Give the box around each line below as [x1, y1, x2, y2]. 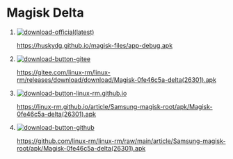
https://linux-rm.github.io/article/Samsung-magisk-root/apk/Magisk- [16, 102, 213, 110]
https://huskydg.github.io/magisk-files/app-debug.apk [16, 41, 173, 49]
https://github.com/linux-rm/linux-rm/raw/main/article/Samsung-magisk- [16, 137, 226, 145]
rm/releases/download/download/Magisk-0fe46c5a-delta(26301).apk [16, 75, 217, 84]
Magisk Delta [6, 5, 84, 21]
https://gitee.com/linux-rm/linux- [16, 68, 111, 76]
